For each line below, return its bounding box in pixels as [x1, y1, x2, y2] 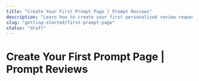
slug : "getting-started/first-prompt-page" [6, 19, 115, 25]
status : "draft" [6, 25, 46, 31]
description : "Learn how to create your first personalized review [6, 14, 176, 20]
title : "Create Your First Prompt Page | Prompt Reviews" [6, 8, 152, 15]
